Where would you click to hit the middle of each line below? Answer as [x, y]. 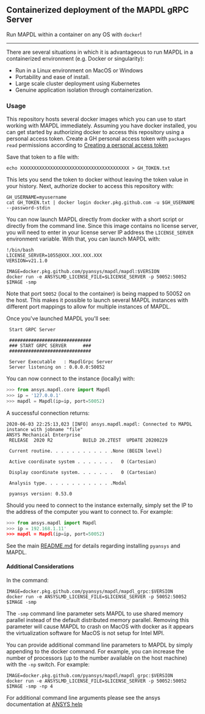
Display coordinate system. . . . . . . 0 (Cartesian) [83, 472]
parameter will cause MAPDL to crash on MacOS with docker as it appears [100, 626]
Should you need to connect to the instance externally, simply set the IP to [100, 505]
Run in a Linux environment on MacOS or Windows [79, 70]
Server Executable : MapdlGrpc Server [61, 362]
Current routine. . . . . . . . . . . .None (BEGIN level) [86, 451]
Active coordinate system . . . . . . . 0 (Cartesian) [83, 462]
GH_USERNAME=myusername [37, 197]
